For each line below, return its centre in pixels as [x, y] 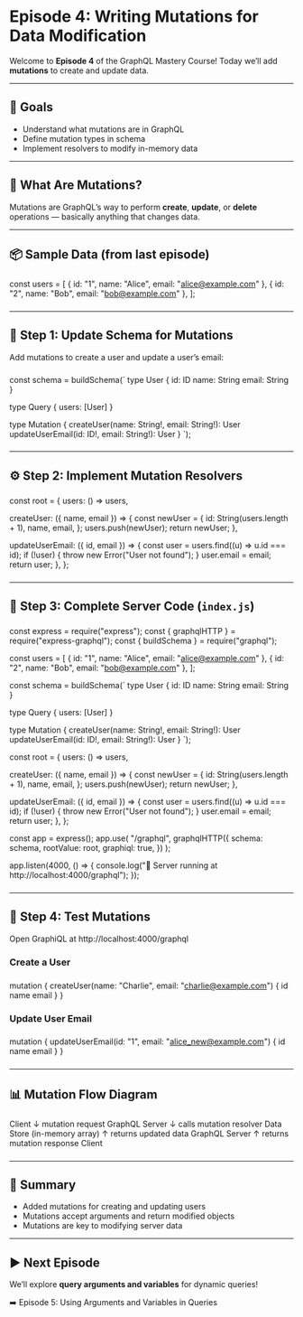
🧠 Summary [43, 1185]
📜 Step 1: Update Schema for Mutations [121, 336]
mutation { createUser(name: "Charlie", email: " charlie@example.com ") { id [149, 985]
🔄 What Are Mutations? [76, 186]
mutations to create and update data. [79, 70]
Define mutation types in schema [84, 138]
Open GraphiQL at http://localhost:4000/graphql [99, 939]
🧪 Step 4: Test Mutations [80, 917]
